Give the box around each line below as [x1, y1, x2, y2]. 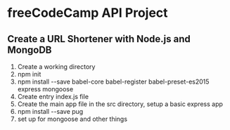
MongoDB [7, 44, 52, 56]
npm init [17, 70, 41, 78]
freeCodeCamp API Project [7, 5, 168, 21]
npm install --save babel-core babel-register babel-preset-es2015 [17, 77, 210, 86]
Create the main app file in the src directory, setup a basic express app [17, 100, 224, 108]
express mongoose [17, 85, 74, 93]
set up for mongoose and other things [17, 115, 128, 123]
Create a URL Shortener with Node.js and [7, 33, 191, 45]
